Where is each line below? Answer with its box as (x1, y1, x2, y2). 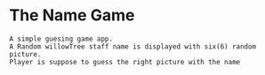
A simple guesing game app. (9, 34, 114, 43)
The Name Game (9, 5, 135, 26)
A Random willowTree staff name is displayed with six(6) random (9, 41, 256, 51)
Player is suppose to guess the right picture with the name (9, 57, 241, 66)
